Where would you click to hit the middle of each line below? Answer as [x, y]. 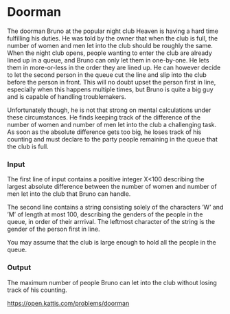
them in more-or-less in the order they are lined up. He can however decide [114, 67]
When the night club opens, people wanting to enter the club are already [110, 53]
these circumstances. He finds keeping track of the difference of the [104, 117]
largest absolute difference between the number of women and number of [112, 187]
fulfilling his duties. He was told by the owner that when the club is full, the [113, 38]
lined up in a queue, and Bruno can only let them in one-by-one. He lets [108, 60]
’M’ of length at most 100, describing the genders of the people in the [105, 214]
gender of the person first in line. [54, 229]
